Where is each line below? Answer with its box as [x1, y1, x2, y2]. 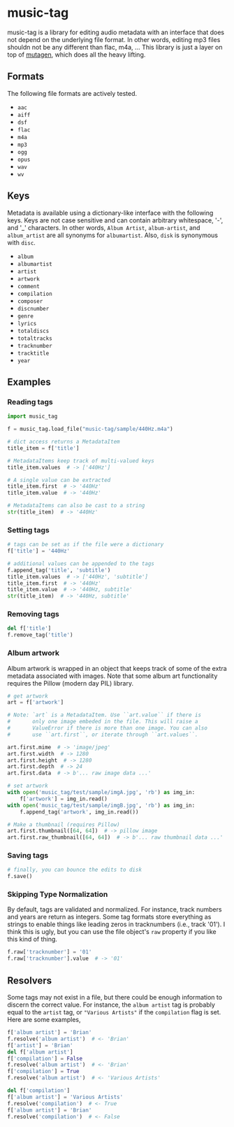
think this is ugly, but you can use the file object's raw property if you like [7, 928, 217, 936]
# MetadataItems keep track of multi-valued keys [7, 457, 155, 465]
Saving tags [7, 851, 49, 860]
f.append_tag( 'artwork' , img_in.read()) [20, 808, 139, 816]
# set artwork [7, 782, 49, 790]
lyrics [17, 320, 37, 327]
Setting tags [7, 525, 50, 534]
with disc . [7, 238, 36, 246]
